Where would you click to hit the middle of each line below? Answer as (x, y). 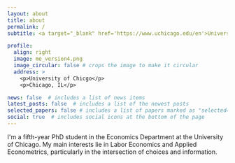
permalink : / (26, 27)
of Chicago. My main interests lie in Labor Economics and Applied (102, 144)
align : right (33, 52)
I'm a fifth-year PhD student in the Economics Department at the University (115, 136)
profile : (20, 46)
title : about (26, 20)
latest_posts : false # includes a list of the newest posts (98, 104)
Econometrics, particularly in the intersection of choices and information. (112, 152)
